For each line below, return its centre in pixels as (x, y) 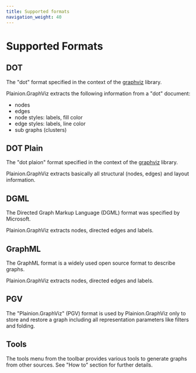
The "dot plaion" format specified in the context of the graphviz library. (92, 162)
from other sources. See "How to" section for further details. (79, 365)
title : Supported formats (38, 11)
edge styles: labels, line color (50, 124)
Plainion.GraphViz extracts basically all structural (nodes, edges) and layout (98, 174)
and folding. (21, 326)
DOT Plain (24, 148)
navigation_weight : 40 (34, 17)
